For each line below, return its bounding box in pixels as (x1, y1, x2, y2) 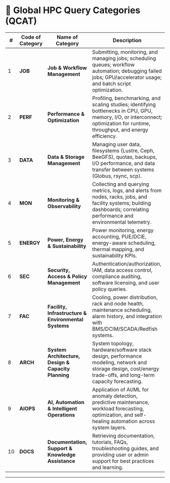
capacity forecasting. (92, 378, 143, 385)
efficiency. (92, 133, 117, 140)
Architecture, (47, 353, 80, 360)
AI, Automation (47, 399, 84, 406)
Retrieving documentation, (92, 432, 155, 439)
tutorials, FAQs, (92, 438, 128, 446)
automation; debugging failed (92, 67, 162, 74)
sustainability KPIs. (92, 252, 137, 259)
